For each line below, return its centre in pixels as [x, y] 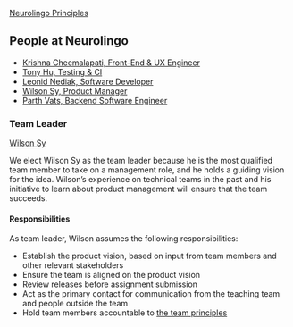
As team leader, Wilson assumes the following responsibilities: [124, 239]
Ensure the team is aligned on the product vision [111, 275]
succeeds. [28, 198]
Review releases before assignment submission [110, 284]
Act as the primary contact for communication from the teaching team [151, 294]
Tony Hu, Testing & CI [62, 71]
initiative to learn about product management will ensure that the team [138, 189]
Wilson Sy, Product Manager [75, 91]
